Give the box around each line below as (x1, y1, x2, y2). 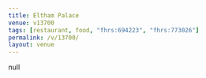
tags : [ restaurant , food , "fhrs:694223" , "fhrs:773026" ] (8, 26, 200, 34)
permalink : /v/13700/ (8, 33, 80, 42)
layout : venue (8, 41, 55, 49)
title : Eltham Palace (8, 11, 80, 20)
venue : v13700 (8, 19, 55, 27)
